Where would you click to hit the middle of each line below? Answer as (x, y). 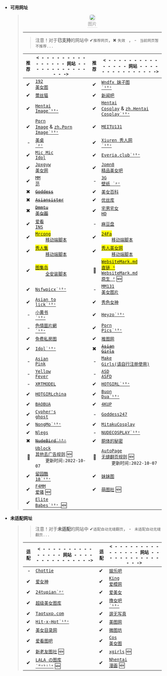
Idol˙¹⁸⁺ (46, 349)
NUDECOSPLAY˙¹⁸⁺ (121, 433)
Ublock (43, 448)
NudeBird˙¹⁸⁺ (51, 441)
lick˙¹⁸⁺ (46, 304)
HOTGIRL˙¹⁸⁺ (116, 384)
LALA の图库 (48, 660)
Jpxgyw (43, 165)
